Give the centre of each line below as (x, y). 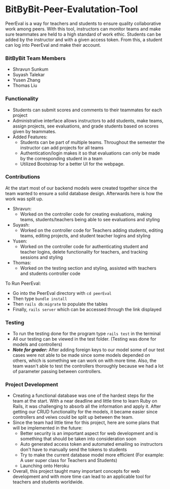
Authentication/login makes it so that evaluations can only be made (90, 153)
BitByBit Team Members (35, 58)
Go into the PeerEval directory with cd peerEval (62, 293)
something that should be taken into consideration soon (78, 439)
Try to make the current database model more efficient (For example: (92, 455)
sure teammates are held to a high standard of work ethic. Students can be (83, 34)
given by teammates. (34, 131)
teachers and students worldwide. (48, 482)
